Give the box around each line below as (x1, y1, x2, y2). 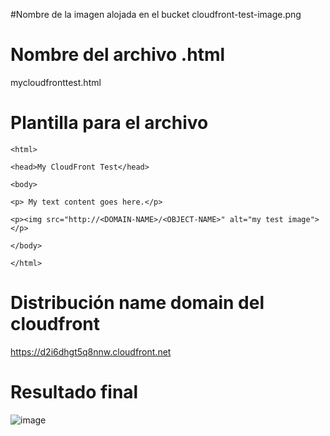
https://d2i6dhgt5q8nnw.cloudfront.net (10, 345, 172, 358)
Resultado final (10, 381, 139, 403)
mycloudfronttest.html (10, 76, 102, 88)
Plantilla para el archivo (10, 112, 209, 134)
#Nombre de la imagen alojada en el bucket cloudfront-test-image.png (10, 9, 302, 20)
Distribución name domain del (10, 292, 265, 314)
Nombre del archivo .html (10, 44, 226, 66)
